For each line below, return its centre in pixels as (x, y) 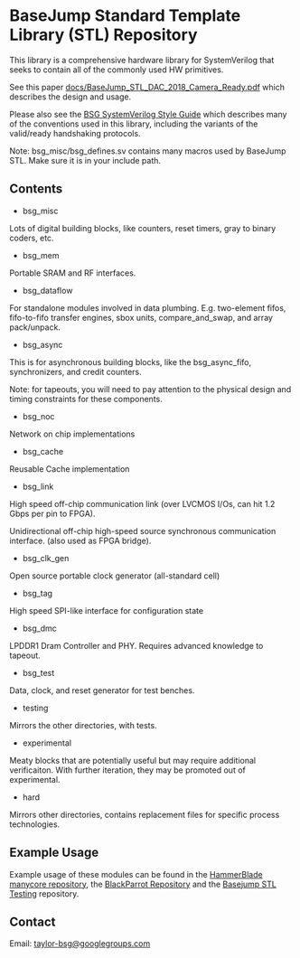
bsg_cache (43, 451)
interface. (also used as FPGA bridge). (80, 540)
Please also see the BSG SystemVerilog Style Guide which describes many (148, 114)
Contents (36, 189)
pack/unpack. (35, 327)
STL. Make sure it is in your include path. (85, 160)
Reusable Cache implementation (70, 469)
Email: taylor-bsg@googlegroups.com (80, 944)
